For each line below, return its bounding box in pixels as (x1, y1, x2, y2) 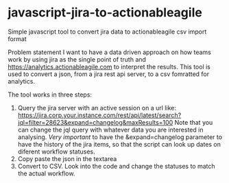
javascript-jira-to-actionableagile (8, 5, 203, 21)
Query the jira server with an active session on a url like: (17, 103, 177, 112)
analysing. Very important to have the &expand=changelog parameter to (17, 132, 222, 141)
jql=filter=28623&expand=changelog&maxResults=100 (17, 118, 173, 126)
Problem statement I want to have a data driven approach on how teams (8, 48, 211, 56)
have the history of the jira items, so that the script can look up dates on (17, 140, 221, 148)
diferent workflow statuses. (17, 147, 95, 156)
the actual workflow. (17, 169, 75, 178)
